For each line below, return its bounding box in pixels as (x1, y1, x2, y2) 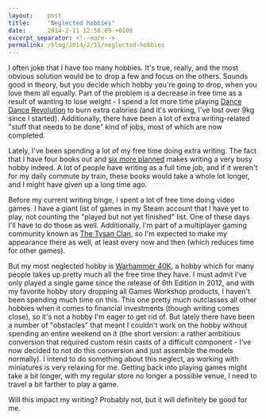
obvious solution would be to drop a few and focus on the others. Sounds (8, 72, 249, 81)
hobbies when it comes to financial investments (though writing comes (8, 304, 240, 313)
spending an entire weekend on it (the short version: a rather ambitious (8, 329, 241, 339)
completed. (8, 130, 45, 140)
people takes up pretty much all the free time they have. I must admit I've (8, 270, 248, 279)
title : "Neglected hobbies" (8, 19, 115, 27)
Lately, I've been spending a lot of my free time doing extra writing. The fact (8, 146, 256, 156)
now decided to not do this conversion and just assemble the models (8, 346, 233, 355)
